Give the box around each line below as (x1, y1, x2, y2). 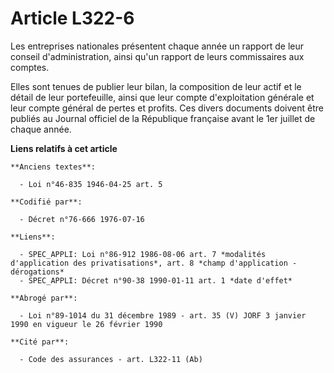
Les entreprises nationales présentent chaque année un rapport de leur (10, 40, 305, 52)
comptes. (10, 61, 50, 73)
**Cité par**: (10, 337, 70, 347)
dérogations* (10, 267, 65, 277)
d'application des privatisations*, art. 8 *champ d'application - (10, 258, 298, 268)
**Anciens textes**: (10, 162, 97, 172)
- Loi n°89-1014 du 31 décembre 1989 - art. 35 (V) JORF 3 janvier (19, 310, 307, 321)
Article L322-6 (10, 7, 135, 30)
